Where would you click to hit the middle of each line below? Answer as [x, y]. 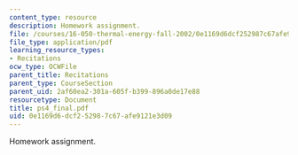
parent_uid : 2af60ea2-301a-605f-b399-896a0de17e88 [105, 91]
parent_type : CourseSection [61, 83]
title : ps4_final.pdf [49, 108]
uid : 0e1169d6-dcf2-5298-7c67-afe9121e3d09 [91, 116]
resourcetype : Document [53, 100]
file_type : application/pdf [61, 42]
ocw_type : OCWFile [43, 67]
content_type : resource [53, 17]
